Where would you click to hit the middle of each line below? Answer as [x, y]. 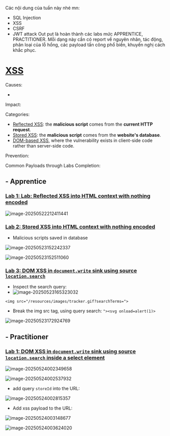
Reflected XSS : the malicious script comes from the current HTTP [83, 124]
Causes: [14, 84]
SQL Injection [27, 18]
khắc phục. [24, 50]
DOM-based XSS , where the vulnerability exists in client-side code [82, 140]
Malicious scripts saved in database [50, 238]
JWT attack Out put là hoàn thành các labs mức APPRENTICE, [78, 34]
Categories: [18, 114]
